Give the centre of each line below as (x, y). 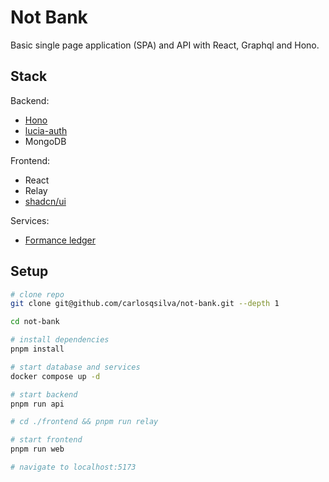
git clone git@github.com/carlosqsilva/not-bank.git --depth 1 (145, 304)
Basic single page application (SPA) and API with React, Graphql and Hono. (165, 45)
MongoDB (45, 141)
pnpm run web (37, 449)
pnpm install (37, 349)
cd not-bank (35, 322)
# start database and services (75, 367)
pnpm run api (37, 404)
